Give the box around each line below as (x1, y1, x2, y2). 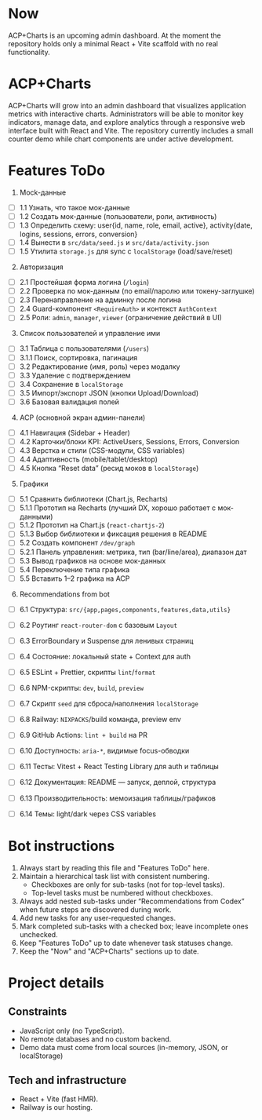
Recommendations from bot (19, 589, 110, 599)
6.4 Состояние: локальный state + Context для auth (19, 651, 191, 661)
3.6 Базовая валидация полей (19, 397, 120, 407)
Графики (19, 480, 49, 489)
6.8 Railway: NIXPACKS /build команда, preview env (19, 715, 182, 724)
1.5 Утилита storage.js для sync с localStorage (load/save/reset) (19, 246, 233, 256)
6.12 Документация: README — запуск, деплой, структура (19, 778, 217, 787)
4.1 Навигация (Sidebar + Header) (19, 428, 131, 437)
